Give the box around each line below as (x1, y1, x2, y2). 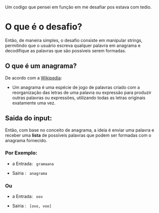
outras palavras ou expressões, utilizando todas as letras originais (12, 95, 146, 101)
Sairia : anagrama (12, 170, 47, 176)
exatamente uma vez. (12, 100, 56, 106)
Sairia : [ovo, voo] (12, 203, 52, 209)
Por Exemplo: (5, 149, 38, 156)
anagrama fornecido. (5, 137, 47, 143)
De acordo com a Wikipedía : (5, 75, 62, 81)
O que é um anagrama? (5, 62, 77, 70)
